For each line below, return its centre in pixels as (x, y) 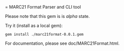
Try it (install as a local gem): (34, 25)
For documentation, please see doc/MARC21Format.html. (62, 43)
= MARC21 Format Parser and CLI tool (43, 7)
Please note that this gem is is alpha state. (47, 16)
